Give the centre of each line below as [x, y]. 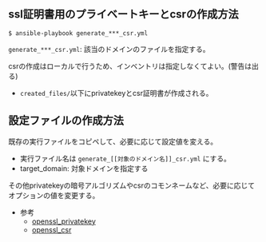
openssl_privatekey [64, 221]
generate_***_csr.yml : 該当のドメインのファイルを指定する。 [109, 49]
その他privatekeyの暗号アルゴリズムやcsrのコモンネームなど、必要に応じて [132, 185]
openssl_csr [52, 229]
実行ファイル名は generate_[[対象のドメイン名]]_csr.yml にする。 [125, 158]
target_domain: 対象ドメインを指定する [84, 168]
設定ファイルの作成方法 [66, 121]
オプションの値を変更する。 [54, 195]
